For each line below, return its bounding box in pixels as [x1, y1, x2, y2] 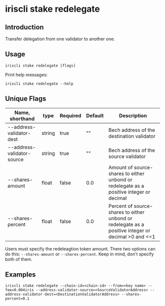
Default [85, 112, 104, 119]
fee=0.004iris [5, 288, 34, 293]
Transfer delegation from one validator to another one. [5, 36, 115, 42]
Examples [5, 271, 36, 279]
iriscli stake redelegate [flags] [5, 63, 76, 68]
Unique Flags [5, 95, 47, 103]
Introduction [5, 23, 44, 31]
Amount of [108, 164, 133, 171]
